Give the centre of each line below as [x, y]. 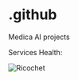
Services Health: [35, 52]
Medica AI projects [39, 37]
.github [33, 15]
